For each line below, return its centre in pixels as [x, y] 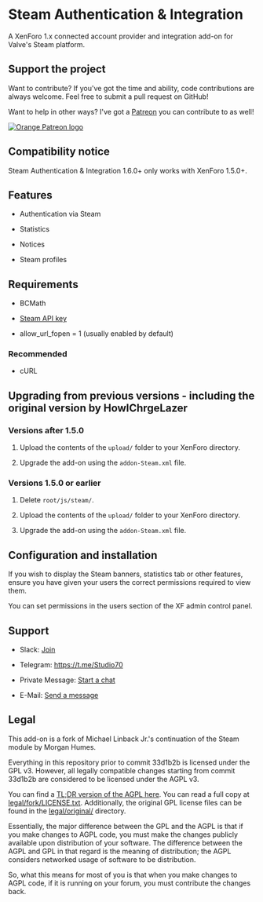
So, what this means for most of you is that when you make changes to [123, 875]
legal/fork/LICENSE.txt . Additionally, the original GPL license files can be [125, 802]
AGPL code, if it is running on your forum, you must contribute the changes [130, 883]
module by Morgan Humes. [52, 747]
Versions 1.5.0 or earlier [55, 483]
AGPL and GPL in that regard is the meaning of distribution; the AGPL [120, 851]
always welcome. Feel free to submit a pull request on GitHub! [108, 97]
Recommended [38, 354]
